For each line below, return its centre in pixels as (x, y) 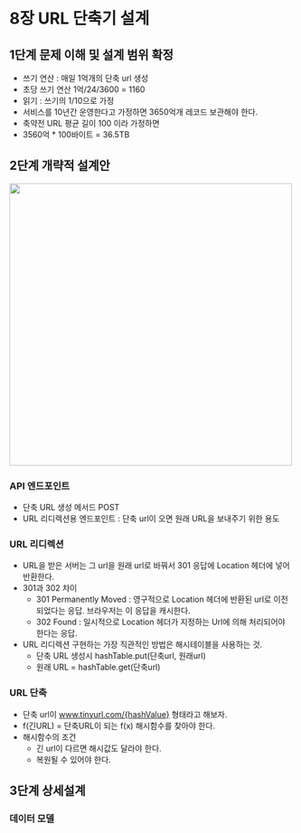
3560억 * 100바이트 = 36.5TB (76, 135)
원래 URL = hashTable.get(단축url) (98, 667)
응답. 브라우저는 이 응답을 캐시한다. (129, 611)
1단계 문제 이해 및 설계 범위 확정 (92, 55)
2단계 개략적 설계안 (60, 166)
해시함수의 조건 (49, 736)
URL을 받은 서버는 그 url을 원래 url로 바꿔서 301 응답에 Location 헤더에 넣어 (156, 566)
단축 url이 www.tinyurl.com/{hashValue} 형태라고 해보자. (125, 714)
